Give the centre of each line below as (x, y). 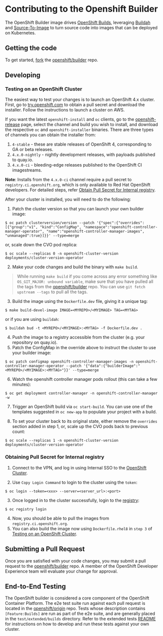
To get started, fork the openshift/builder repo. (52, 60)
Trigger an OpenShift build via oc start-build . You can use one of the (82, 407)
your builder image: (32, 353)
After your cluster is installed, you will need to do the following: (68, 199)
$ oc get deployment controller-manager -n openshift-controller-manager (81, 393)
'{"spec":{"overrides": (121, 223)
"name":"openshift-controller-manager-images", (96, 232)
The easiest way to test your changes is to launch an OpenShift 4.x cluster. (80, 100)
